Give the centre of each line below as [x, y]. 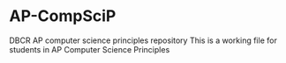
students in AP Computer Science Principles [90, 49]
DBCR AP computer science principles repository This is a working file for [143, 40]
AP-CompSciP [63, 16]
